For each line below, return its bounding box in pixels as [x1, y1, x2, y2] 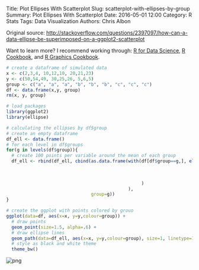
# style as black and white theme [11, 241, 97, 247]
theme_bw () [11, 246, 38, 252]
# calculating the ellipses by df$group [6, 125, 108, 131]
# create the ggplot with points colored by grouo [6, 208, 134, 214]
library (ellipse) [6, 114, 49, 120]
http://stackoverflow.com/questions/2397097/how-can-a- [46, 29, 188, 36]
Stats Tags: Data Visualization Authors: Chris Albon [6, 18, 131, 24]
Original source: [6, 29, 46, 36]
